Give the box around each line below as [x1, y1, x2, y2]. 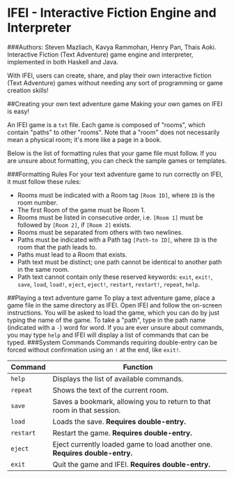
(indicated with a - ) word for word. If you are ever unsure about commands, [7, 323, 224, 331]
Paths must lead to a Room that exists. [17, 250, 127, 259]
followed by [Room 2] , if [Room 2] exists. [17, 220, 132, 229]
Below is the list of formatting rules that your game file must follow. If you [7, 149, 217, 157]
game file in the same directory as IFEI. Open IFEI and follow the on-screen [7, 300, 222, 309]
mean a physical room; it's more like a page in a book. [7, 135, 162, 144]
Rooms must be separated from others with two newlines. [17, 228, 183, 236]
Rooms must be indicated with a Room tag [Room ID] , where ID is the [17, 191, 215, 199]
